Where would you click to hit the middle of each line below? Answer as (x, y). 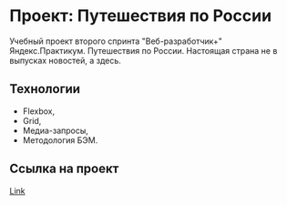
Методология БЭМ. (60, 140)
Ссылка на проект (64, 169)
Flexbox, (39, 111)
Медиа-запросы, (56, 130)
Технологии (45, 89)
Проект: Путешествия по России (140, 16)
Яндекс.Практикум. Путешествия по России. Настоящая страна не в (143, 50)
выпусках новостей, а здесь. (65, 60)
